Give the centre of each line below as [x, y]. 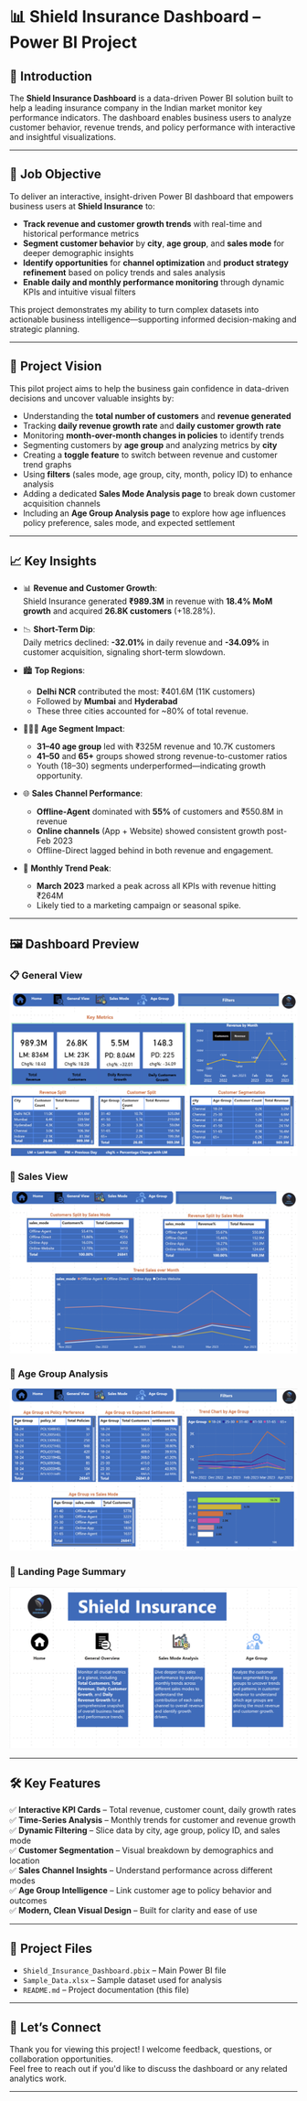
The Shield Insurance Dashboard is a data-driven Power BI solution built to [152, 98]
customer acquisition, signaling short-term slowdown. [124, 652]
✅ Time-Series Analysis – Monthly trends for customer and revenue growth [153, 1820]
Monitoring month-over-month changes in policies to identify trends [153, 435]
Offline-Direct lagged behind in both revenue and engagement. [155, 851]
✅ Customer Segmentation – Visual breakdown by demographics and [142, 1850]
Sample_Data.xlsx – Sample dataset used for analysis [122, 1980]
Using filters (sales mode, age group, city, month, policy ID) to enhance [158, 474]
